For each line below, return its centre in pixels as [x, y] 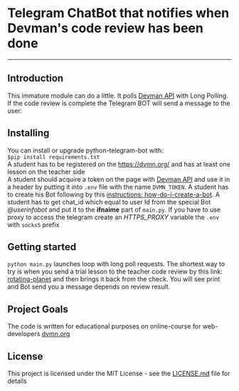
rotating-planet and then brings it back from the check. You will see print [114, 279]
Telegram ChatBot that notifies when [118, 13]
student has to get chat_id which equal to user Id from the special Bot [109, 202]
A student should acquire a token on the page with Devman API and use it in [119, 179]
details [17, 381]
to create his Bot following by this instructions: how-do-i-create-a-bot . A [114, 194]
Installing [28, 133]
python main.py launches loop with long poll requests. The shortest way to [116, 264]
